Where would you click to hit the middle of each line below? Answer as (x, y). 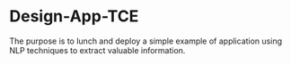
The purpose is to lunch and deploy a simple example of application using (146, 41)
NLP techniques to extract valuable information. (97, 50)
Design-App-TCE (74, 16)
